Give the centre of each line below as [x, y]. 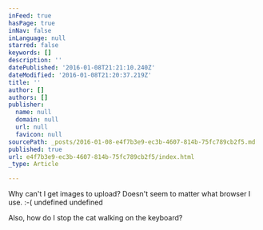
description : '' [35, 61]
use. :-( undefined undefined [56, 202]
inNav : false [30, 30]
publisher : [26, 105]
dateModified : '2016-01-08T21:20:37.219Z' [80, 75]
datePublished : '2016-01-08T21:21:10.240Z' [82, 68]
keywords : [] [30, 53]
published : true [35, 149]
